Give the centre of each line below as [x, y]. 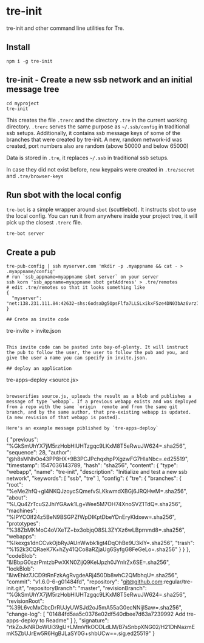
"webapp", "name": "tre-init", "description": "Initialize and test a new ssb [97, 472]
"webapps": [21, 537]
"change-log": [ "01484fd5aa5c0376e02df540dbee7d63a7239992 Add [96, 614]
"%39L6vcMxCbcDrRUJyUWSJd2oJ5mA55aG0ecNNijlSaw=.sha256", [94, 608]
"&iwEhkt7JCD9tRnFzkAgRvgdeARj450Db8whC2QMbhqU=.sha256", [92, 575]
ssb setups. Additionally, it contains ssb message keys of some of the [93, 133]
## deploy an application [39, 369]
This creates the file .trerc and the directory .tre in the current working [97, 120]
